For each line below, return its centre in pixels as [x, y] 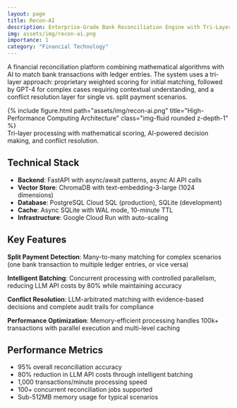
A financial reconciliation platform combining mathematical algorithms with [116, 67]
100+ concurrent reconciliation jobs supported [85, 390]
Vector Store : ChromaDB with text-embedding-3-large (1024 [106, 187]
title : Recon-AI [31, 21]
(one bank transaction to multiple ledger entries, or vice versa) [98, 264]
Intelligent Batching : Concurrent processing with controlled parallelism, [112, 278]
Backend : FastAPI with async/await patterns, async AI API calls [110, 180]
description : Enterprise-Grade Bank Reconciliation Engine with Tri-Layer [120, 27]
